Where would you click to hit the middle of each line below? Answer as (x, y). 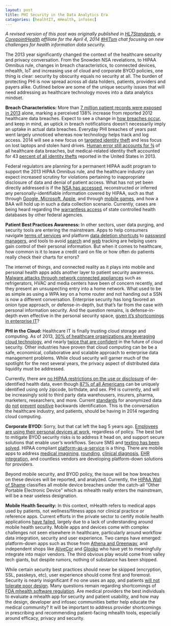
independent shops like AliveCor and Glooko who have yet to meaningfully (83, 549)
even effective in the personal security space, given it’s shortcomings (91, 316)
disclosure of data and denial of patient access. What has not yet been (79, 182)
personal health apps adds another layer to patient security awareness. (80, 272)
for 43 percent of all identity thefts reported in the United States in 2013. (81, 156)
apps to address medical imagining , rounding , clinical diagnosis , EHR (78, 453)
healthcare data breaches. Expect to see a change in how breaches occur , (83, 119)
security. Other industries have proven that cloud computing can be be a (81, 347)
